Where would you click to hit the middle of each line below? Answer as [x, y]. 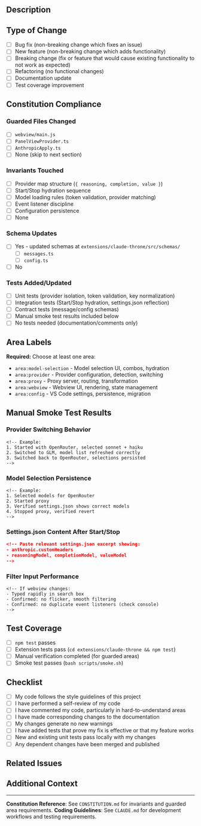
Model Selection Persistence [49, 478]
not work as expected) [42, 65]
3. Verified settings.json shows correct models [68, 506]
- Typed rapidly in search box [45, 594]
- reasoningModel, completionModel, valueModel [67, 555]
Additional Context [42, 784]
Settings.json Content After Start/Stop [63, 532]
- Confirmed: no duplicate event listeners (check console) [83, 605]
